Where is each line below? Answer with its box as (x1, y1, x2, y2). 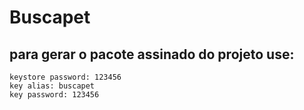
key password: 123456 (9, 90, 100, 100)
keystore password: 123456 (9, 72, 122, 82)
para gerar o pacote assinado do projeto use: (9, 46, 295, 63)
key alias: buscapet (9, 81, 96, 91)
